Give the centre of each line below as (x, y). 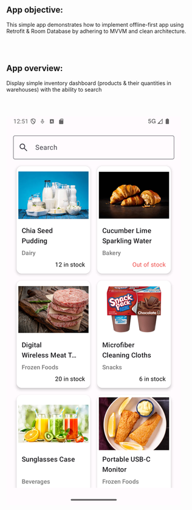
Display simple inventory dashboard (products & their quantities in (89, 83)
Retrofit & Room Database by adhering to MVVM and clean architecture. (96, 31)
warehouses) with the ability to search (54, 89)
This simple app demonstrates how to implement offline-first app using (95, 24)
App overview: (35, 68)
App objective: (35, 10)
